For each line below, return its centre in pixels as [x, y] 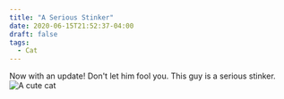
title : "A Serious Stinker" [62, 17]
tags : [19, 42]
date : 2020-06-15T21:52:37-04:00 [72, 26]
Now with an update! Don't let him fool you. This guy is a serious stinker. [142, 76]
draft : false [34, 34]
